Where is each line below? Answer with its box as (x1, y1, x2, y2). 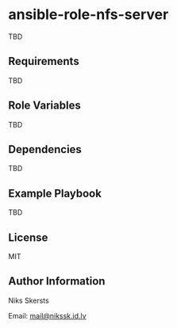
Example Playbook (8, 186, 102, 200)
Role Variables (8, 99, 81, 113)
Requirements (8, 55, 79, 68)
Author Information (8, 275, 106, 288)
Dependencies (8, 143, 82, 156)
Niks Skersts (8, 296, 49, 305)
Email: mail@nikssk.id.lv (8, 311, 87, 320)
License (8, 231, 48, 244)
